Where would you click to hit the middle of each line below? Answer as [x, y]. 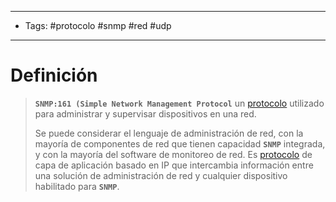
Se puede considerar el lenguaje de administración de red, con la [169, 133]
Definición [54, 75]
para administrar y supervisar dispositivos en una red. [145, 113]
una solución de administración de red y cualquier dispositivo [161, 175]
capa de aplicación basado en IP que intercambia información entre [174, 165]
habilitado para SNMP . [77, 186]
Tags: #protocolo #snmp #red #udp [98, 25]
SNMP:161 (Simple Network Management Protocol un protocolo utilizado [179, 103]
